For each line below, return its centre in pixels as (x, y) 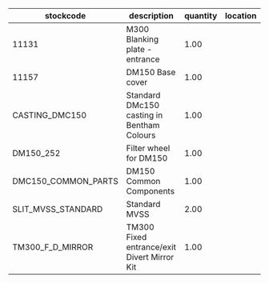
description (152, 16)
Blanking (143, 39)
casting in (145, 115)
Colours (141, 135)
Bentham (143, 125)
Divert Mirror (150, 257)
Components (150, 191)
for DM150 (147, 158)
